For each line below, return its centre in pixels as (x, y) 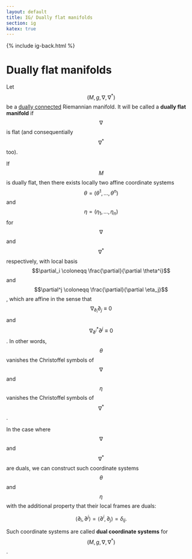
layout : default (26, 12)
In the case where (29, 429)
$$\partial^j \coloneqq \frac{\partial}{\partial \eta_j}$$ (101, 289)
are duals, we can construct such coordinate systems (73, 468)
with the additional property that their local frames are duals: (81, 506)
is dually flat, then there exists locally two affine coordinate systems (90, 182)
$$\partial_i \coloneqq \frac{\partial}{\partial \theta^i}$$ (101, 270)
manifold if (20, 113)
